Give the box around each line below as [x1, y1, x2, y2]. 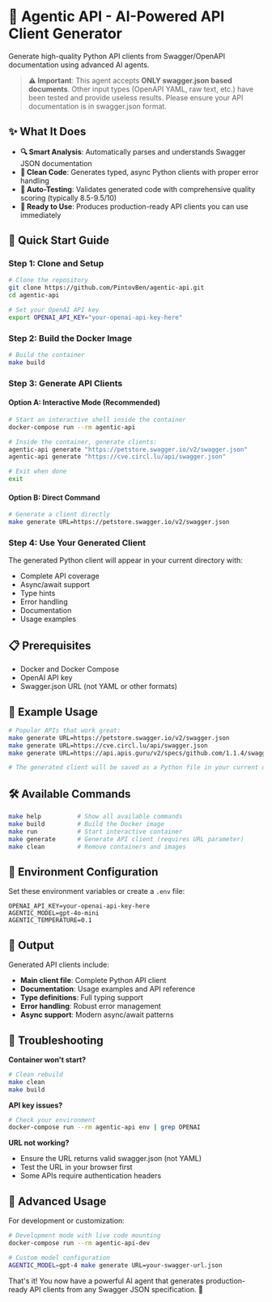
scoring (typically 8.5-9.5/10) [19, 193, 117, 202]
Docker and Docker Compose [19, 664, 120, 674]
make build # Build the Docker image [8, 820, 164, 828]
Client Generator [8, 24, 123, 43]
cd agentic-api [8, 291, 60, 300]
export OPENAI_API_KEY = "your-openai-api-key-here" [8, 313, 183, 321]
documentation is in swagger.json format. [28, 101, 168, 111]
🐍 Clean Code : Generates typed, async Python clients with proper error [19, 167, 259, 177]
